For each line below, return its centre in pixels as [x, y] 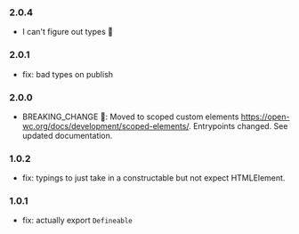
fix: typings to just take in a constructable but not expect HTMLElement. [154, 178]
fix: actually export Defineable [77, 221]
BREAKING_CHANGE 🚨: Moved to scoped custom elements [130, 117]
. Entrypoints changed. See [238, 125]
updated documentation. [67, 135]
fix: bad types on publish [68, 74]
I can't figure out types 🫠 [68, 32]
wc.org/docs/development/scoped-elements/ [105, 125]
